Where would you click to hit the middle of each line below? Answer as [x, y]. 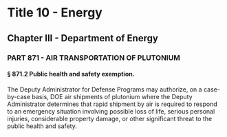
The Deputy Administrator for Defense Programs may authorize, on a [105, 89]
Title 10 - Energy [55, 13]
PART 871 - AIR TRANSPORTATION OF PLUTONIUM [94, 58]
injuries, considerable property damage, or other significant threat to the [110, 118]
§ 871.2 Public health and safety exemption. [71, 74]
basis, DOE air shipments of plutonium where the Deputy [112, 96]
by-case [19, 96]
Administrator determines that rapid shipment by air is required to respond [112, 104]
